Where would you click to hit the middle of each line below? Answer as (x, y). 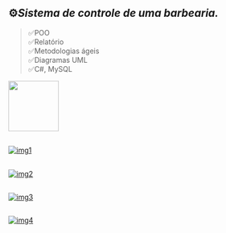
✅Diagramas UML (58, 60)
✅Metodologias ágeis (64, 51)
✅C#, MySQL (50, 69)
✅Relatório (46, 42)
